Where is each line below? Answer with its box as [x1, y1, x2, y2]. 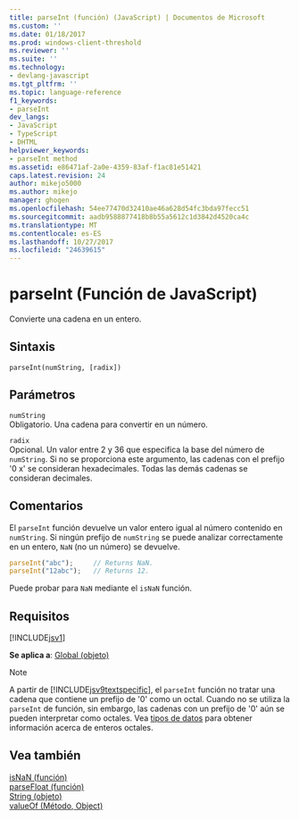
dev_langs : [9, 113, 50, 121]
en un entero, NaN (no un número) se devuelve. [9, 541, 180, 552]
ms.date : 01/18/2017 [9, 29, 87, 38]
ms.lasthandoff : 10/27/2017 [9, 238, 114, 247]
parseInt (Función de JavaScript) [9, 284, 258, 305]
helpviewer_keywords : [9, 146, 90, 155]
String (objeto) [9, 791, 62, 801]
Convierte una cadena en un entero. [9, 314, 142, 324]
